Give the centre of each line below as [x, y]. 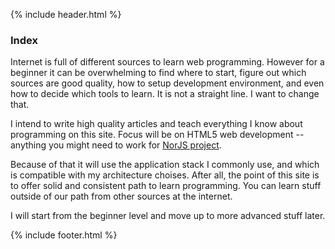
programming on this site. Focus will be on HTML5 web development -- [157, 135]
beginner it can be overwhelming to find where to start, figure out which [158, 73]
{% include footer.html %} [64, 235]
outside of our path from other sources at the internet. [121, 196]
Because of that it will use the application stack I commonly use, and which [165, 165]
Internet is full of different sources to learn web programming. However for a [167, 62]
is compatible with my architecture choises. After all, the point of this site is [165, 175]
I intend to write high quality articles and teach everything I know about [156, 124]
